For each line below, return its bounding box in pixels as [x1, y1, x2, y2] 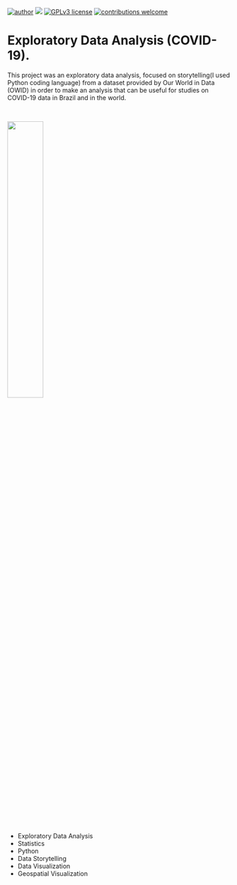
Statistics [17, 839, 45, 847]
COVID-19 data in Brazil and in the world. [7, 93, 127, 102]
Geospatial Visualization [17, 869, 88, 878]
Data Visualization [17, 862, 71, 870]
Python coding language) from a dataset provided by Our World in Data [7, 78, 215, 86]
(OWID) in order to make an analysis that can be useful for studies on [7, 86, 209, 94]
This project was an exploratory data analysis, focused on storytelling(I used [7, 71, 231, 79]
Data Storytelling [17, 854, 67, 862]
